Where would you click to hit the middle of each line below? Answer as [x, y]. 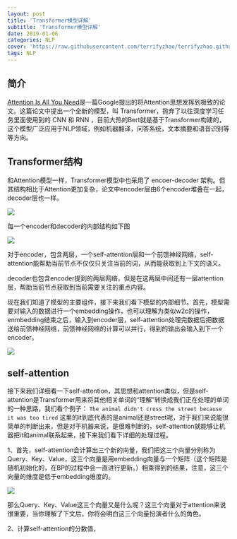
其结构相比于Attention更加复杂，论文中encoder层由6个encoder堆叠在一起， [117, 189]
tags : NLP [22, 54]
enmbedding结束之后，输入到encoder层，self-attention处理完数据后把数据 [116, 319]
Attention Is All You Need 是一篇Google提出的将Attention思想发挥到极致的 [114, 102]
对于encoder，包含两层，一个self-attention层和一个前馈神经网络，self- [110, 254]
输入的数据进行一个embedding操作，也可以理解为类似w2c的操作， [116, 311]
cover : [17, 47]
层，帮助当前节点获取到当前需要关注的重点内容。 [78, 287]
